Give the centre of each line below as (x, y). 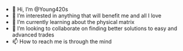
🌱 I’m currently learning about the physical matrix (73, 22)
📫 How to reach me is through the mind (62, 41)
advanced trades (33, 35)
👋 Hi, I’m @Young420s (40, 9)
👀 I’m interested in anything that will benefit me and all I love (87, 16)
